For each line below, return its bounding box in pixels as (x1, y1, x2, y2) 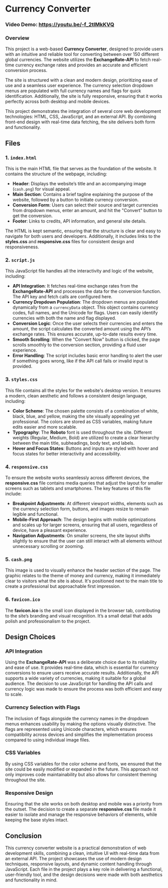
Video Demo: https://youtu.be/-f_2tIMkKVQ (5, 21, 114, 28)
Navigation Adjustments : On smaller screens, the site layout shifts (12, 532, 150, 538)
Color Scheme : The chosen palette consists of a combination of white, (12, 407, 159, 414)
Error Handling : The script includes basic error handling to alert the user (12, 353, 162, 359)
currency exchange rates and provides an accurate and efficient (15, 62, 148, 68)
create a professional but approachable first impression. (5, 583, 121, 589)
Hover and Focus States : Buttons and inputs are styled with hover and (12, 445, 158, 451)
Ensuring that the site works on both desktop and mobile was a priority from (5, 801, 162, 807)
